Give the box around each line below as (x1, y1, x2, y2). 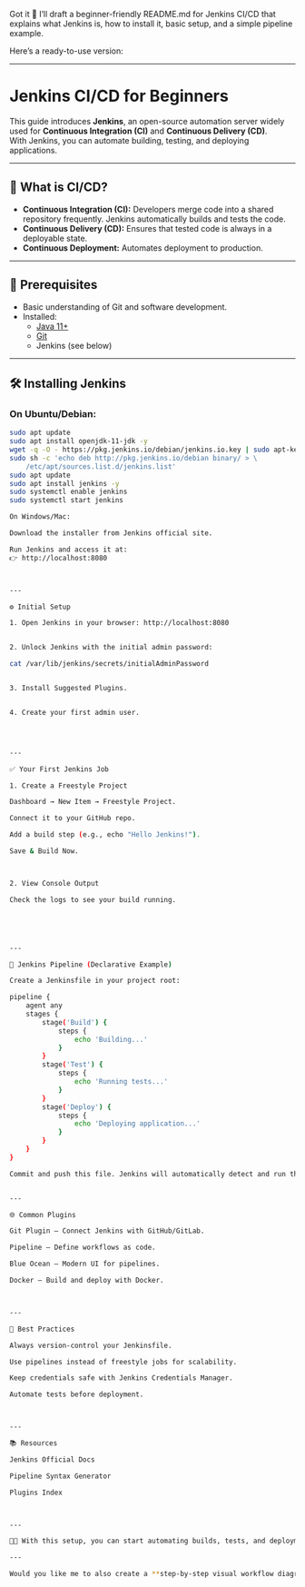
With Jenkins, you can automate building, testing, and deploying (9, 134, 250, 145)
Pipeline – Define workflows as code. (9, 1243, 156, 1253)
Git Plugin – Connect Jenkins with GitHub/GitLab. (9, 1226, 205, 1235)
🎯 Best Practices (9, 1324, 75, 1334)
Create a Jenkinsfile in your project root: (9, 977, 181, 986)
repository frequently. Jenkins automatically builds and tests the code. (22, 213, 286, 224)
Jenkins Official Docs (9, 1454, 95, 1464)
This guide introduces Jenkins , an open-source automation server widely (9, 115, 285, 126)
